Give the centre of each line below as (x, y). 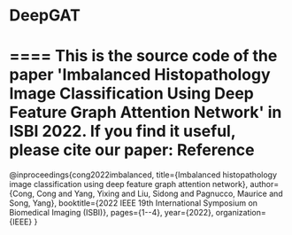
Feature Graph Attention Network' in (146, 113)
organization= (241, 213)
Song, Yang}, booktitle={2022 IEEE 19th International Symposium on (134, 203)
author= (265, 184)
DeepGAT (45, 16)
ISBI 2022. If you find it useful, (123, 132)
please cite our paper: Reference (132, 150)
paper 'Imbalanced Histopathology (140, 75)
